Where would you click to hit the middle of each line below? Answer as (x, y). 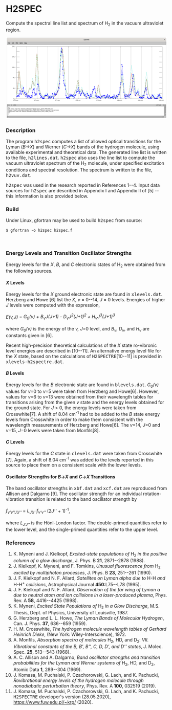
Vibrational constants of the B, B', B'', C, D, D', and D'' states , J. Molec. (88, 646)
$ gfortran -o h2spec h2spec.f (39, 231)
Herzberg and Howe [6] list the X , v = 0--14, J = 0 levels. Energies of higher (85, 299)
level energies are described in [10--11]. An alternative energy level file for (84, 350)
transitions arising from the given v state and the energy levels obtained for (85, 402)
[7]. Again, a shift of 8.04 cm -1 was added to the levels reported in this (80, 459)
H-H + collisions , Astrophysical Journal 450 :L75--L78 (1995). (77, 584)
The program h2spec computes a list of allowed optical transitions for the (83, 142)
